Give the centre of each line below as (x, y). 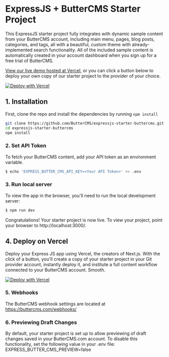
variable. (14, 162)
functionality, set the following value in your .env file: (60, 344)
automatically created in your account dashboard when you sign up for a (81, 55)
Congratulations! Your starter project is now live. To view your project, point (84, 220)
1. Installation (27, 102)
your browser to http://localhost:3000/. (46, 225)
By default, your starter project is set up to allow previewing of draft (76, 334)
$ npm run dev (20, 210)
